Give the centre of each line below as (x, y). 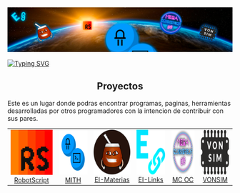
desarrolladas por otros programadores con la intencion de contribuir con (115, 111)
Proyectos (120, 86)
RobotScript (31, 180)
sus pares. (23, 119)
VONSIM (215, 180)
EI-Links (151, 180)
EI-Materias (112, 180)
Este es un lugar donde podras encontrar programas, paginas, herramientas (119, 104)
